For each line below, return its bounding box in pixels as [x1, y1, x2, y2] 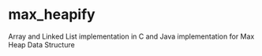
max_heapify [8, 6, 96, 24]
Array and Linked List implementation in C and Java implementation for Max [8, 32, 255, 41]
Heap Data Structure [8, 39, 75, 49]
